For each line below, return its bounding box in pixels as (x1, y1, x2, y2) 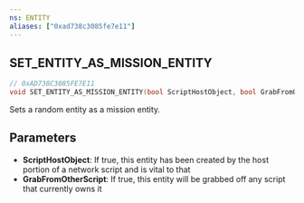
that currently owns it (22, 183, 102, 194)
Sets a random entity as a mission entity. (9, 104, 161, 115)
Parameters (9, 130, 77, 146)
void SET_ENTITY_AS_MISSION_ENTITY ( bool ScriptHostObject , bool (9, 88, 257, 97)
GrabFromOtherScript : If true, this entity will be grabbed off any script (22, 173, 286, 184)
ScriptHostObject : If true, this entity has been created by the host (22, 154, 270, 165)
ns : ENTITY (9, 13, 51, 23)
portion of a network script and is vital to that (22, 164, 191, 175)
